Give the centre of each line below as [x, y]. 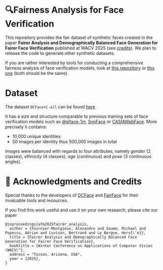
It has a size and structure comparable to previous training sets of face [77, 116]
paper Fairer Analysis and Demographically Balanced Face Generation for [81, 42]
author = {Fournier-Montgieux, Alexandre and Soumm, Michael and [78, 228]
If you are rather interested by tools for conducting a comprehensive [74, 63]
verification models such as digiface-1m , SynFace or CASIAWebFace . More [81, 121]
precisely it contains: [26, 127]
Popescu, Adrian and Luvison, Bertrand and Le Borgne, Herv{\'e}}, [76, 233]
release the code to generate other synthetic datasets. [60, 53]
